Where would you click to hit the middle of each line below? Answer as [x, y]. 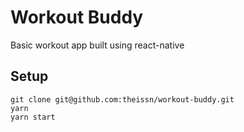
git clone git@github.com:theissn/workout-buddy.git [122, 99]
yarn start [33, 117]
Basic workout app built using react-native [97, 45]
